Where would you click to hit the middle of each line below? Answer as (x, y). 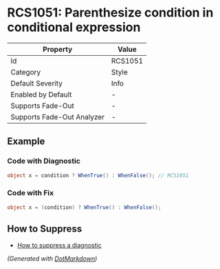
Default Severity (37, 83)
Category (26, 72)
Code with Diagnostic (44, 161)
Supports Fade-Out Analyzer (58, 117)
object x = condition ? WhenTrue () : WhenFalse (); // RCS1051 (98, 175)
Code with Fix (31, 193)
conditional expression (74, 27)
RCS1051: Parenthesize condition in (110, 13)
